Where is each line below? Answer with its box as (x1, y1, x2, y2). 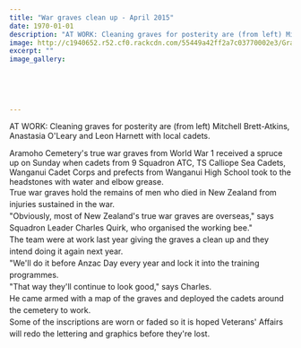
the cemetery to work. (9, 305, 91, 316)
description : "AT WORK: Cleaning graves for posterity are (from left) (9, 30, 282, 39)
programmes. (9, 270, 59, 281)
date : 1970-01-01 (9, 22, 74, 30)
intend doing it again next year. (9, 246, 124, 257)
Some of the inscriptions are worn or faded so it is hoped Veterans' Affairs (9, 317, 284, 327)
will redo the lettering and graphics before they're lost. (9, 328, 211, 339)
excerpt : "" (9, 47, 54, 56)
